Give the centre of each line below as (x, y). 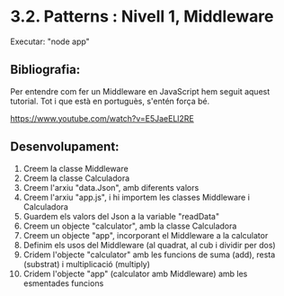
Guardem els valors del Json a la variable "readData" (121, 216)
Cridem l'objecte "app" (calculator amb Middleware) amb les (135, 274)
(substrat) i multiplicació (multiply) (87, 264)
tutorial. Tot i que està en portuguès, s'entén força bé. (110, 101)
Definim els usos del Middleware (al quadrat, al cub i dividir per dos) (150, 245)
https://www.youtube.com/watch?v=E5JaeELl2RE (102, 118)
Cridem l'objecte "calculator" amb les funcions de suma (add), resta (149, 255)
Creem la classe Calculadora (76, 178)
